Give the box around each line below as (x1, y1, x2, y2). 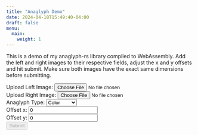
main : (11, 31, 26, 37)
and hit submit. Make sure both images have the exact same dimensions (6, 65, 184, 72)
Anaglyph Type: (6, 99, 45, 106)
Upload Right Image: (6, 92, 57, 98)
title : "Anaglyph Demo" (6, 8, 66, 15)
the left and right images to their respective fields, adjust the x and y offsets (6, 59, 192, 66)
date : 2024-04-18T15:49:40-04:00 (6, 14, 89, 20)
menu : (6, 25, 20, 32)
